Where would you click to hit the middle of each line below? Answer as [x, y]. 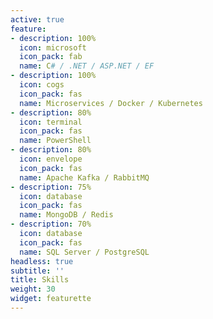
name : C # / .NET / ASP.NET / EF [87, 66]
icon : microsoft [53, 47]
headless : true [42, 261]
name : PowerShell [55, 141]
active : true [37, 19]
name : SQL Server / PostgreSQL [84, 252]
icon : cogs [42, 85]
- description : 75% [51, 187]
